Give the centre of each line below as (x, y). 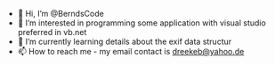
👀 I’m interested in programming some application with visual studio (142, 23)
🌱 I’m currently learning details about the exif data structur (125, 41)
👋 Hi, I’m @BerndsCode (61, 14)
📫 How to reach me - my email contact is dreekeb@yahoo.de (131, 51)
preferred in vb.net (52, 32)
